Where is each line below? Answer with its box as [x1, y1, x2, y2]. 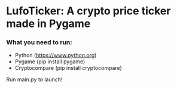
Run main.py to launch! [6, 76, 63, 83]
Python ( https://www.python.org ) [14, 52, 97, 59]
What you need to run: [6, 38, 73, 47]
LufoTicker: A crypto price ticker [6, 4, 171, 18]
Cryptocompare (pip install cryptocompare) [14, 65, 123, 72]
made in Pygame [6, 17, 91, 30]
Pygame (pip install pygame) [14, 58, 86, 65]
